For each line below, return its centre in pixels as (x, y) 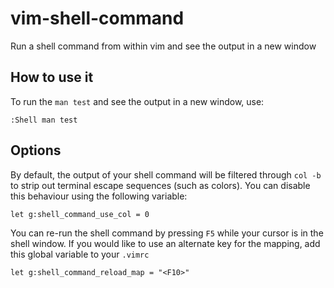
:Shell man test (44, 120)
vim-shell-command (97, 18)
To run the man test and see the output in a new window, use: (137, 101)
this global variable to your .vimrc (80, 254)
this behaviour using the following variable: (99, 196)
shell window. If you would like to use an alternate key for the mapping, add (165, 243)
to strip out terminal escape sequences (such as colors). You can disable (160, 185)
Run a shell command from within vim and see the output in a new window (163, 46)
